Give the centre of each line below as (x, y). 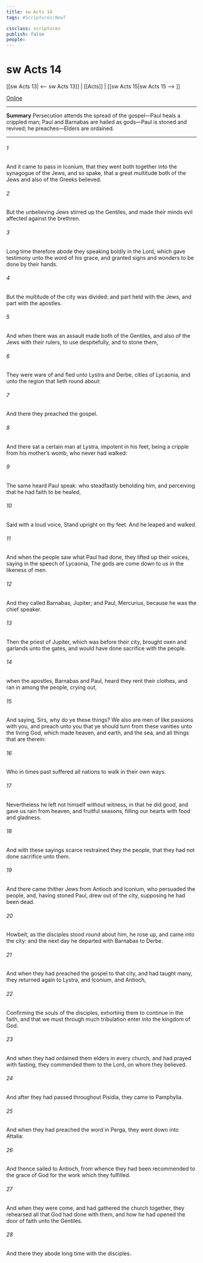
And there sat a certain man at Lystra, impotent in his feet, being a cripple (98, 446)
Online (14, 98)
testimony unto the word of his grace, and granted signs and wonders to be (100, 257)
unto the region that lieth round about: (53, 381)
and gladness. (24, 817)
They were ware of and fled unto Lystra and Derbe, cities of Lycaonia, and (98, 375)
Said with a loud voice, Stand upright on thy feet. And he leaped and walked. (101, 525)
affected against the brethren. (43, 219)
